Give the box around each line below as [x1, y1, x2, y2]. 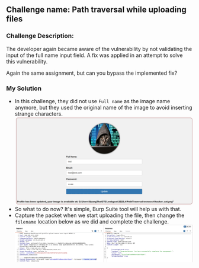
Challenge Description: [6, 32, 74, 40]
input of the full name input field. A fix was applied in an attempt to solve [6, 52, 183, 59]
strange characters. [14, 110, 63, 117]
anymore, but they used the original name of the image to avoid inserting [14, 104, 192, 111]
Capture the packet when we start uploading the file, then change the [14, 212, 185, 219]
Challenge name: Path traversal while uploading [6, 5, 187, 15]
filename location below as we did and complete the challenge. [14, 218, 169, 225]
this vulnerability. [6, 58, 48, 65]
